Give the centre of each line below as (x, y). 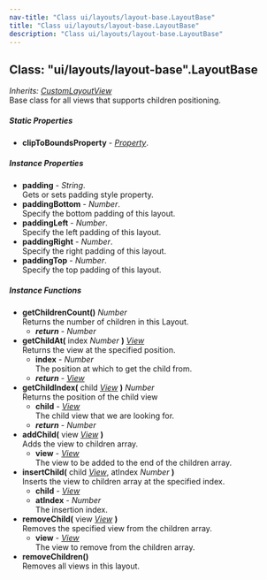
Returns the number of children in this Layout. (105, 322)
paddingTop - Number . (65, 261)
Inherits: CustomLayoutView (61, 91)
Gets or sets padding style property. (88, 195)
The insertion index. (72, 510)
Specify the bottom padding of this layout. (99, 214)
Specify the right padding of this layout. (94, 251)
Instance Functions (46, 290)
